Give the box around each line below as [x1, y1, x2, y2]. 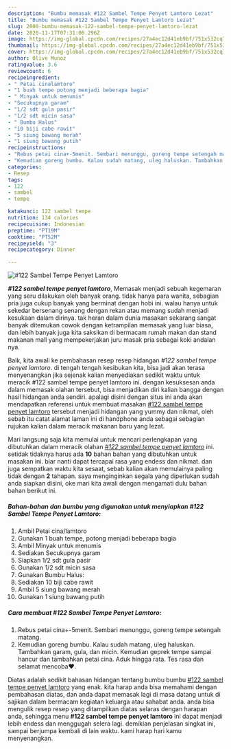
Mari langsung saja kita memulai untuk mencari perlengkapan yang [8, 435, 197, 444]
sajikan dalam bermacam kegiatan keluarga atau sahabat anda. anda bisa [8, 697, 215, 706]
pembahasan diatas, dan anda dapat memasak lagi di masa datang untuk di [8, 691, 221, 699]
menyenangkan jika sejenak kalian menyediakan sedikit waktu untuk [8, 371, 201, 379]
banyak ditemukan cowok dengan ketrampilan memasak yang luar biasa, [8, 321, 213, 329]
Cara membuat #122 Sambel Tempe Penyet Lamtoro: [8, 608, 162, 616]
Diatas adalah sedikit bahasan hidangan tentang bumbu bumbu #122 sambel [8, 675, 223, 684]
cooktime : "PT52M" [8, 233, 60, 241]
